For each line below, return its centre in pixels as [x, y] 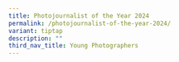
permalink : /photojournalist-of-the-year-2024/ [90, 23]
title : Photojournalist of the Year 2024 [79, 16]
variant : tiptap [35, 31]
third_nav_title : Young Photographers [73, 46]
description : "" [35, 38]
